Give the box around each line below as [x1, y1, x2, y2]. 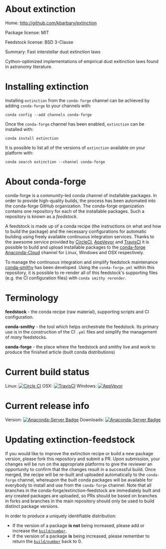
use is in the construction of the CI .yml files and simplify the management [5, 329, 157, 335]
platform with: [5, 150, 34, 156]
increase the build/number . [12, 528, 67, 534]
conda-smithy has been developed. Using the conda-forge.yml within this [5, 264, 155, 270]
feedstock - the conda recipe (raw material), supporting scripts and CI [5, 309, 150, 315]
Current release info [5, 400, 90, 412]
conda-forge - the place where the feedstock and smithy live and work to [5, 343, 156, 349]
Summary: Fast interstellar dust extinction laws [5, 49, 101, 55]
